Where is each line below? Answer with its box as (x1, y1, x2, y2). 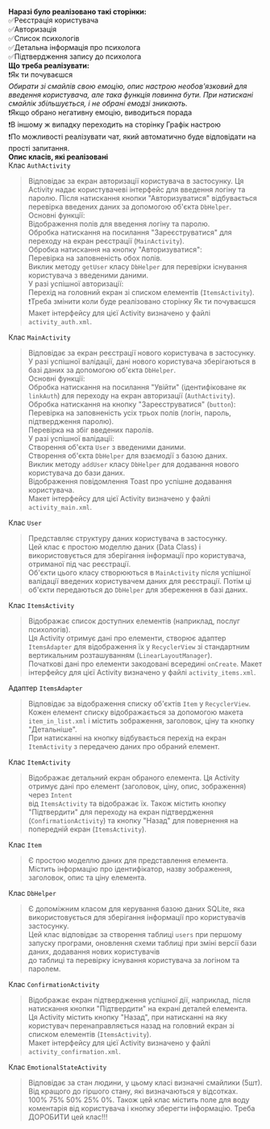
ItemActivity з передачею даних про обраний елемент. (27, 742, 220, 751)
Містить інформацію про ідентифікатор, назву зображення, (27, 864, 233, 873)
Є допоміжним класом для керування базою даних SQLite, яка (27, 904, 246, 914)
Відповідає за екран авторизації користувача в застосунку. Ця (27, 177, 244, 185)
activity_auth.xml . (27, 317, 93, 326)
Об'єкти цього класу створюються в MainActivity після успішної (27, 568, 251, 577)
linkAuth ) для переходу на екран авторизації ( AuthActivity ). (27, 391, 235, 400)
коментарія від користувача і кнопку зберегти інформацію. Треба (27, 1104, 255, 1113)
